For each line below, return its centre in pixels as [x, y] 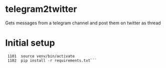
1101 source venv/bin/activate [41, 56]
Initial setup [30, 43]
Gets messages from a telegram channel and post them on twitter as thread [83, 23]
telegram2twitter [41, 9]
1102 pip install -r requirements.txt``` [52, 61]
